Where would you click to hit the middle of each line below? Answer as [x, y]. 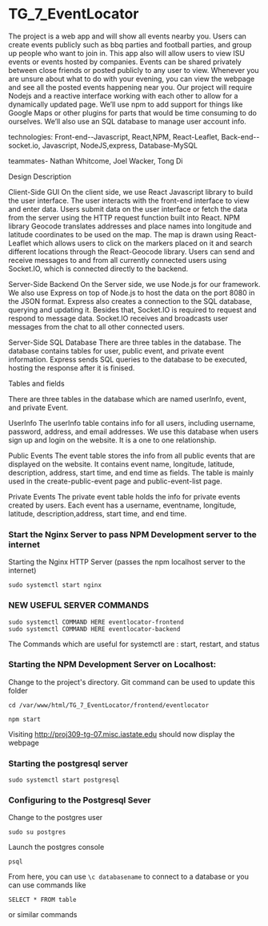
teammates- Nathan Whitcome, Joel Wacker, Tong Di [96, 160]
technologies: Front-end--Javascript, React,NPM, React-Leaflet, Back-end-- [134, 136]
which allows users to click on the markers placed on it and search [143, 243]
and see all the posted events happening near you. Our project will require [130, 87]
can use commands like [47, 885]
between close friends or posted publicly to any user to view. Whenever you [134, 70]
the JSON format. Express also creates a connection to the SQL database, [130, 301]
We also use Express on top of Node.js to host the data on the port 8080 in [132, 293]
